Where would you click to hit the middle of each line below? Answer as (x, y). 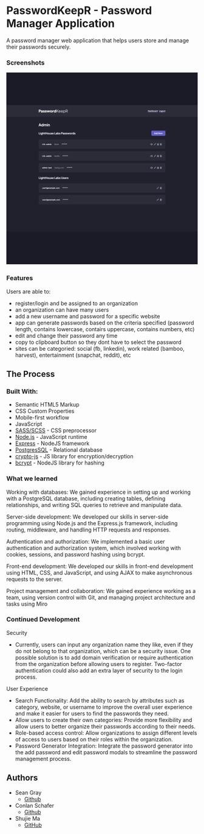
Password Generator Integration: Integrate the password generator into (104, 746)
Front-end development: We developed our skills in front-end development (100, 566)
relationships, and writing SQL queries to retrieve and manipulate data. (94, 505)
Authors (22, 778)
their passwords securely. (39, 47)
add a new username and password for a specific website (87, 316)
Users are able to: (29, 291)
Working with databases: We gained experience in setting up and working (99, 492)
